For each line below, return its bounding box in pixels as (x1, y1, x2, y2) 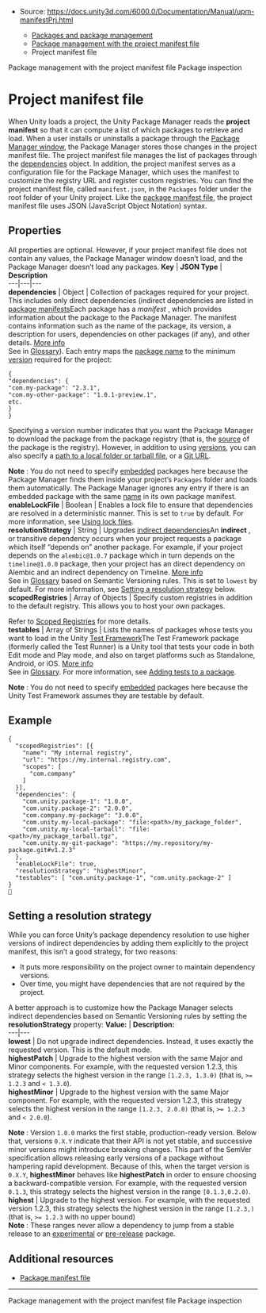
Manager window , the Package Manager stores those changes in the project (8, 142, 257, 152)
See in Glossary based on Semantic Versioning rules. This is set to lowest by (8, 575, 257, 585)
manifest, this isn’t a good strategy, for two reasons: (8, 947, 178, 957)
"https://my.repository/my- (121, 839, 215, 847)
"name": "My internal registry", (22, 749, 133, 757)
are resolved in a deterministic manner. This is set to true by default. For (8, 508, 244, 518)
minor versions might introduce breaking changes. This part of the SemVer (8, 1145, 252, 1154)
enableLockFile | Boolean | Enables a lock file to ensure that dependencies (8, 500, 253, 509)
